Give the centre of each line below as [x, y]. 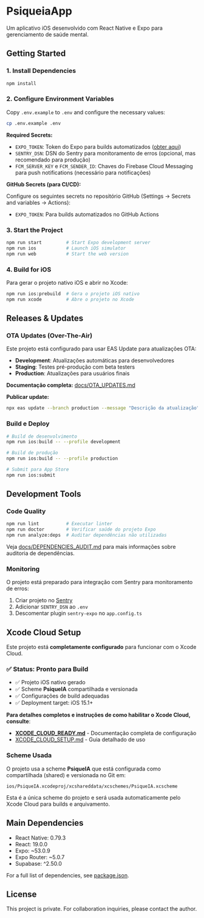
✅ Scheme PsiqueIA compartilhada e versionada [76, 689]
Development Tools [44, 494]
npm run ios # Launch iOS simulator [66, 248]
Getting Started [36, 54]
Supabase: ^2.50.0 [38, 863]
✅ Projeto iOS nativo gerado [50, 682]
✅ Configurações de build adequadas [62, 696]
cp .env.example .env [34, 123]
